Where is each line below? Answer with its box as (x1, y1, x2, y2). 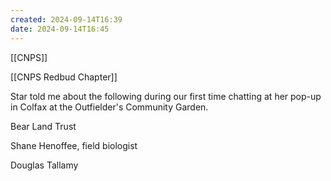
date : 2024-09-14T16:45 (10, 24, 110, 34)
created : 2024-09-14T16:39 (10, 14, 123, 25)
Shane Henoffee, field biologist (10, 139, 138, 151)
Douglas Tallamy (10, 159, 79, 171)
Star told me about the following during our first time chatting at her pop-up (10, 90, 322, 102)
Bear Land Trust (10, 120, 77, 132)
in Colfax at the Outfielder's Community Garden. (10, 101, 209, 113)
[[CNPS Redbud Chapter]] (10, 71, 118, 83)
